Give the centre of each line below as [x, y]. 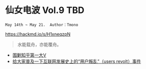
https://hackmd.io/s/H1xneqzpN [38, 34]
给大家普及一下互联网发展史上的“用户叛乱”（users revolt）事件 [76, 61]
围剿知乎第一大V [29, 55]
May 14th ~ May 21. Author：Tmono [42, 25]
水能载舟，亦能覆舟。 [39, 44]
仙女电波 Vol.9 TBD [45, 10]
